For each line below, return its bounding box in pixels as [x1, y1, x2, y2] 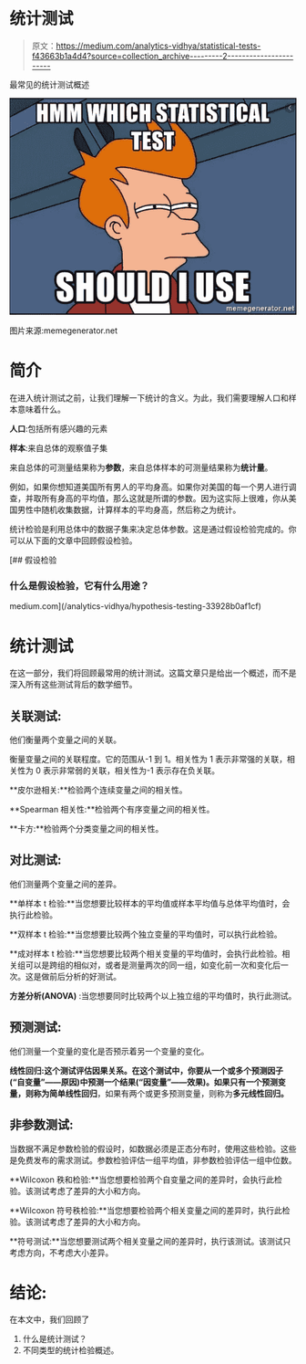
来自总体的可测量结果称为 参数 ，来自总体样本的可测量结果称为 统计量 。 [9, 462, 273, 473]
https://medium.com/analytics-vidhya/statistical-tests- [56, 40, 261, 51]
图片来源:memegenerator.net [9, 325, 118, 336]
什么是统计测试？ [22, 1334, 87, 1345]
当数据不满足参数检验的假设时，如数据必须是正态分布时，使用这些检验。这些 [9, 1143, 297, 1154]
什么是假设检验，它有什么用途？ [9, 579, 150, 592]
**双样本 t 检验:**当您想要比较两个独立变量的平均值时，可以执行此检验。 [9, 929, 282, 939]
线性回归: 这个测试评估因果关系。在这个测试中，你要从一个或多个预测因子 [9, 1065, 284, 1075]
